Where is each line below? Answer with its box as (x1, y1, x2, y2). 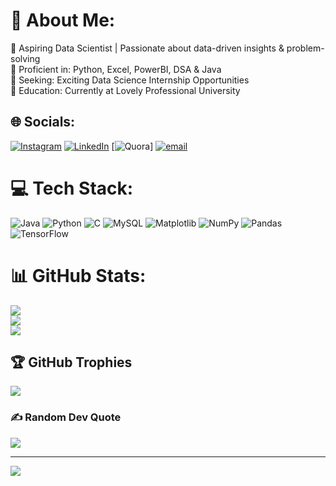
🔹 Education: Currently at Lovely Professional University (10, 84, 241, 96)
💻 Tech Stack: (10, 177, 134, 199)
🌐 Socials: (10, 114, 76, 131)
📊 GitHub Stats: (10, 264, 147, 287)
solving (10, 52, 41, 64)
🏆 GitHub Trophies (10, 354, 133, 371)
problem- (286, 42, 325, 54)
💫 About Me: (10, 9, 116, 32)
